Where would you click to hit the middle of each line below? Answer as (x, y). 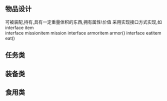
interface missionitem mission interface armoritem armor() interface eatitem (83, 33)
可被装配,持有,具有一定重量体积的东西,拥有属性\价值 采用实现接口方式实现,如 (84, 22)
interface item (19, 27)
